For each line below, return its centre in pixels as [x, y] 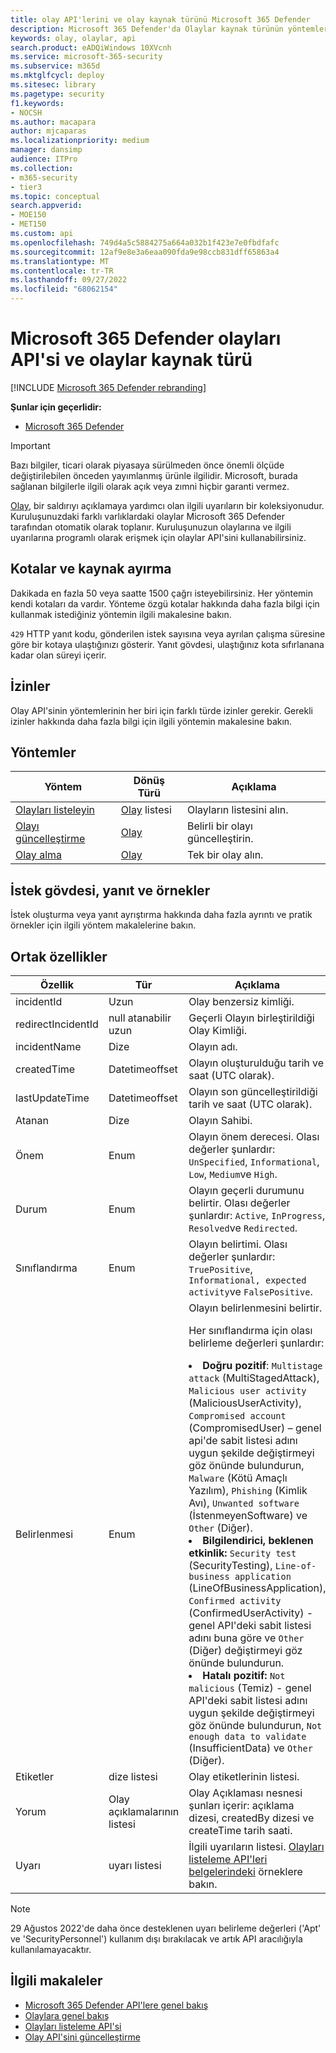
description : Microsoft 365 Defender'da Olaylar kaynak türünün [147, 29]
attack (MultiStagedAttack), [254, 1378]
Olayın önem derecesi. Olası [254, 1136]
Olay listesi [146, 810]
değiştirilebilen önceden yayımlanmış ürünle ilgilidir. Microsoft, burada [154, 475]
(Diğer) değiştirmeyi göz [245, 1650]
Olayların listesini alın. [237, 810]
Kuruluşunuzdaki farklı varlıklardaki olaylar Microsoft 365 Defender [148, 516]
